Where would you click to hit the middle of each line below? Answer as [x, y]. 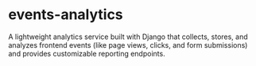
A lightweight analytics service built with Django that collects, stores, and [128, 37]
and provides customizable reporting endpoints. [87, 53]
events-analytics [66, 15]
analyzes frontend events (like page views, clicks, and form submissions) [128, 45]
